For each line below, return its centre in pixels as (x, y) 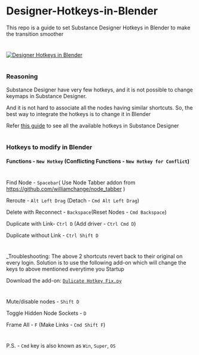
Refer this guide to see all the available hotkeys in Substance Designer (93, 125)
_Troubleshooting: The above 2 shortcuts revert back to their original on (94, 256)
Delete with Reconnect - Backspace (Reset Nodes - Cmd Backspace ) (87, 212)
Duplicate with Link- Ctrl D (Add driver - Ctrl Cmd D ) (71, 223)
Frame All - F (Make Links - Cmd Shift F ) (56, 325)
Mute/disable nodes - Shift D (43, 302)
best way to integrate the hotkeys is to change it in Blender (79, 114)
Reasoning (22, 77)
